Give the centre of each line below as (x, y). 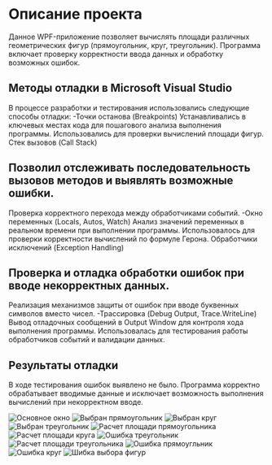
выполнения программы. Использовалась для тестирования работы (128, 331)
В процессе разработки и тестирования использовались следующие (129, 107)
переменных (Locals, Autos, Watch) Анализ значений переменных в (126, 221)
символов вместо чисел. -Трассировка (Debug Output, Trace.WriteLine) (133, 314)
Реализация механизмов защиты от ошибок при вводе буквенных (123, 305)
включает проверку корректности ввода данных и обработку (116, 54)
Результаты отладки (64, 365)
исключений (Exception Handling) (66, 247)
